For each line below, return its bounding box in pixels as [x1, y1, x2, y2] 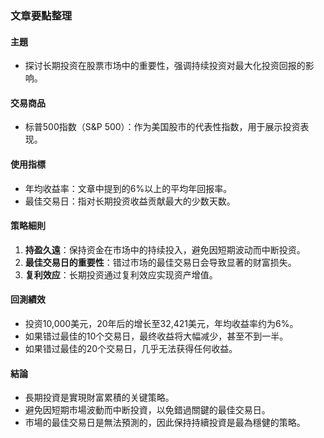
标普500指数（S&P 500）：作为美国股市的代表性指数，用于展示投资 [24, 121, 301, 133]
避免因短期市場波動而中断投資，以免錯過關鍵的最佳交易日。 [24, 404, 271, 416]
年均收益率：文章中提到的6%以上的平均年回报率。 [24, 182, 233, 194]
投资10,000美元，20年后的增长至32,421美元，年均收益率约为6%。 [24, 317, 299, 329]
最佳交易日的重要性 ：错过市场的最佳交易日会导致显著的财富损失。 [24, 256, 297, 268]
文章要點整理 [10, 8, 73, 22]
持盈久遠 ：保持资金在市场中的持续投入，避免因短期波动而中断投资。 [24, 243, 306, 256]
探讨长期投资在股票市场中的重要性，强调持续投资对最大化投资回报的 [24, 60, 306, 72]
